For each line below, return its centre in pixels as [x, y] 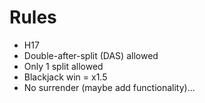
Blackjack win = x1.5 [65, 77]
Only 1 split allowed [63, 66]
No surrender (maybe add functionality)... [109, 87]
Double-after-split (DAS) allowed [91, 55]
